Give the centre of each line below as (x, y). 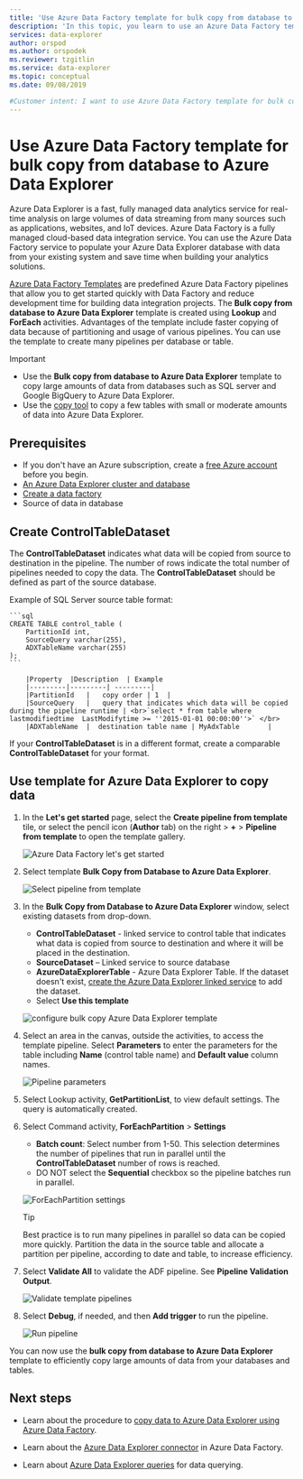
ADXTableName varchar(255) (76, 648)
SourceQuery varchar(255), (76, 640)
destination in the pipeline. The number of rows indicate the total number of (150, 563)
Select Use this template (82, 1000)
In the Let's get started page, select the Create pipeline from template (155, 817)
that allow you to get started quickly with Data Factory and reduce (132, 293)
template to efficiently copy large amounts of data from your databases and (150, 1360)
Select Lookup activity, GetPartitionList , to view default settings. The (151, 1099)
